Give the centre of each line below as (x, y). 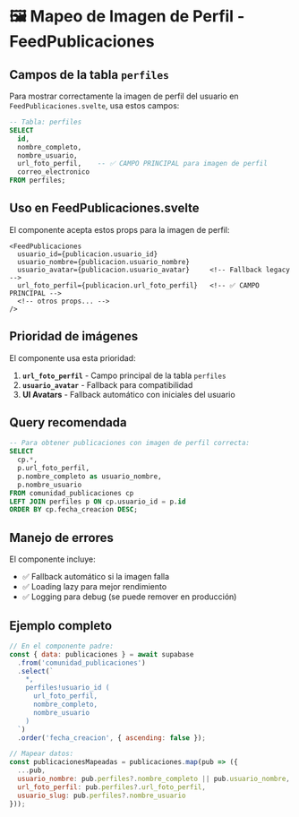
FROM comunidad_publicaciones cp (72, 493)
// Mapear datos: (42, 754)
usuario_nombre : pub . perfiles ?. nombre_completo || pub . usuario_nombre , (154, 779)
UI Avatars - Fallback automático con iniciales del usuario (128, 394)
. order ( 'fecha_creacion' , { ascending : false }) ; (111, 738)
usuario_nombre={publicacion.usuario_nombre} (104, 262)
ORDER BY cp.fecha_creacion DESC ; (74, 510)
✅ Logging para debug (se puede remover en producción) (129, 597)
